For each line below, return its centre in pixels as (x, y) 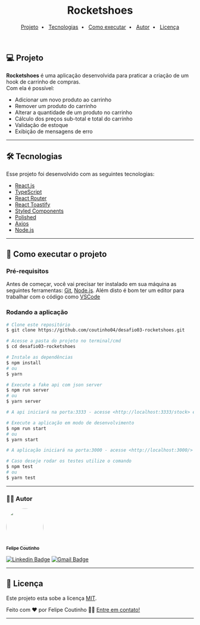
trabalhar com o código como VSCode (53, 297)
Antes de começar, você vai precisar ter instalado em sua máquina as (91, 284)
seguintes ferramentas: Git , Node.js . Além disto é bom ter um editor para (95, 291)
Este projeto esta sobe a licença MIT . (51, 598)
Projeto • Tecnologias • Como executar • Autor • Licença (100, 27)
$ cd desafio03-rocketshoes (41, 347)
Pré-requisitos (27, 271)
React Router (31, 198)
